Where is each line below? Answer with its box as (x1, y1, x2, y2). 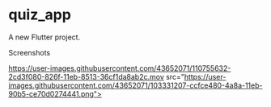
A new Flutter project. (8, 32, 81, 42)
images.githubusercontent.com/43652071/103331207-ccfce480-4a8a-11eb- (8, 80, 263, 90)
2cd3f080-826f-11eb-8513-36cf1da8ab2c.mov (8, 72, 164, 81)
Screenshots (8, 47, 51, 57)
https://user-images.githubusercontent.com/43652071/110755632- (8, 63, 231, 73)
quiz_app (8, 6, 71, 24)
